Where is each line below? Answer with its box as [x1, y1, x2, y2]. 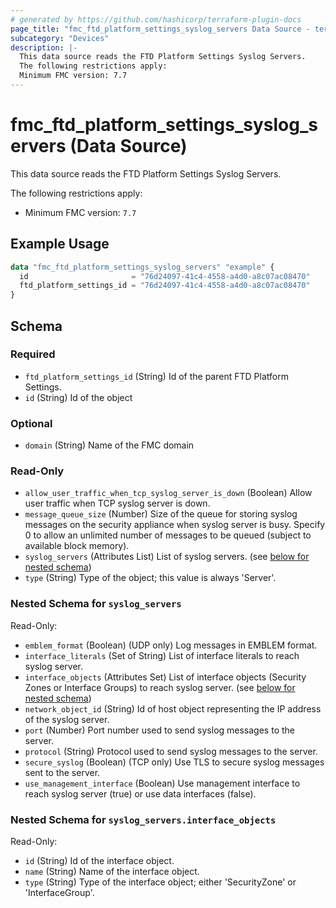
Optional [10, 416, 53, 430]
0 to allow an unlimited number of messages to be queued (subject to [24, 529, 312, 541]
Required [10, 347, 56, 361]
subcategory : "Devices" [10, 33, 110, 43]
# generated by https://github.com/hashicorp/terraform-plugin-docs [10, 14, 302, 25]
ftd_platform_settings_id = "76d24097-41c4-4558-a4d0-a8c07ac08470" [19, 281, 311, 291]
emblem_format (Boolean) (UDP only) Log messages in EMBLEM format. [24, 639, 318, 651]
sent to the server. [24, 766, 101, 778]
